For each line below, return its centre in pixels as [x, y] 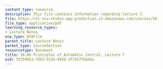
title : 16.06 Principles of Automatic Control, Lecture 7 [65, 55]
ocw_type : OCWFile [24, 37]
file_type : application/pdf [33, 23]
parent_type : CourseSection [33, 46]
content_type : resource [29, 9]
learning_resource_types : [31, 28]
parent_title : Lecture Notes [34, 41]
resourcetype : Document [29, 50]
